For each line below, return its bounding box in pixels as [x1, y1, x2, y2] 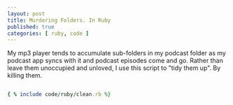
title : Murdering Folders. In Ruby [7, 17, 111, 24]
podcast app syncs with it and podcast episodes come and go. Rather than [7, 57, 224, 65]
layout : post [7, 10, 45, 17]
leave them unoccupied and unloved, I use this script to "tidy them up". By [7, 64, 221, 72]
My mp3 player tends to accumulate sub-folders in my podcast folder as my [7, 49, 226, 57]
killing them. [7, 71, 43, 80]
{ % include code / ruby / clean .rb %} [7, 91, 111, 98]
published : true [7, 23, 55, 30]
